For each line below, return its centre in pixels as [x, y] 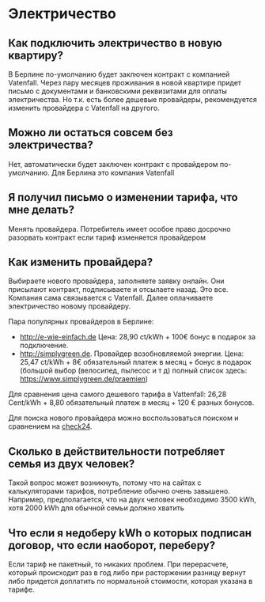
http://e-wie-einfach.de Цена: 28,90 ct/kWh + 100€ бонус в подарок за [137, 337]
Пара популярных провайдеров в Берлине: [81, 322]
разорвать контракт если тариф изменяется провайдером [107, 237]
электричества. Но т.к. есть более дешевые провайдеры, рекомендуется [132, 99]
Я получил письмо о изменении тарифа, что [123, 197]
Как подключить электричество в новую [115, 43]
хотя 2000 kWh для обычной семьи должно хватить [96, 508]
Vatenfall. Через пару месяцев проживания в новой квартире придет [125, 83]
